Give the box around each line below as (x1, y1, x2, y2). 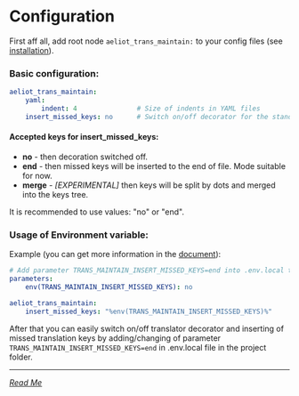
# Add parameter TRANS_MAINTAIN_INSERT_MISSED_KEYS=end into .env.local (9, 266, 285, 275)
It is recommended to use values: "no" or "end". (9, 206, 185, 217)
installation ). (9, 44, 54, 55)
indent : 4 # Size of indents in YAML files (41, 104, 261, 113)
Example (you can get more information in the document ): (9, 249, 222, 260)
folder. (9, 352, 33, 362)
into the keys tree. (21, 189, 89, 199)
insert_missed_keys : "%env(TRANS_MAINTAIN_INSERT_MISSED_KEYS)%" (25, 307, 273, 316)
